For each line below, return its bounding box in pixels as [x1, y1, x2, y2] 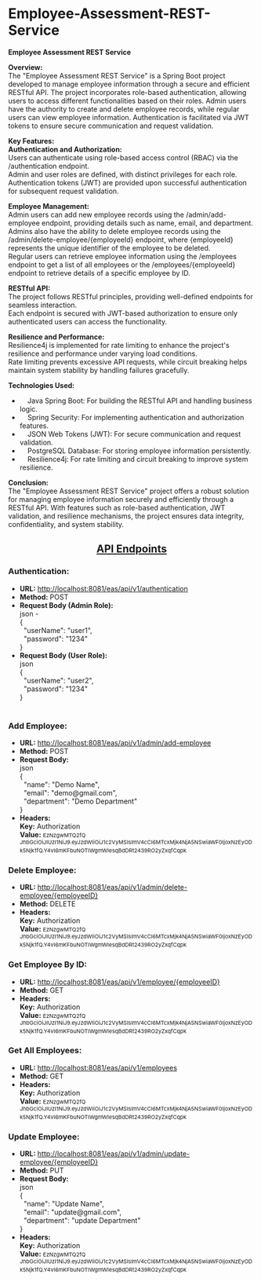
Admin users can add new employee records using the [8, 210, 185, 219]
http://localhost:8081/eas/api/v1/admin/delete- [37, 883, 188, 892]
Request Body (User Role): [19, 650, 108, 660]
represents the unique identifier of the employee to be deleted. [8, 243, 211, 252]
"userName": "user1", [23, 625, 92, 635]
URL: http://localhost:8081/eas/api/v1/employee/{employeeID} [19, 977, 221, 986]
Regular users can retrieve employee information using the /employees [8, 251, 237, 261]
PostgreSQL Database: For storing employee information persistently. [27, 445, 252, 456]
